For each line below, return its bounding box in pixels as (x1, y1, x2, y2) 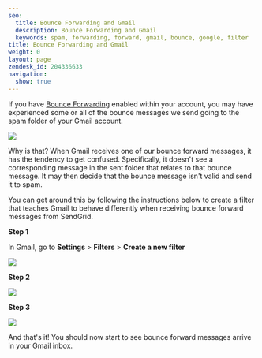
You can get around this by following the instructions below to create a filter (8, 195, 255, 204)
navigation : (8, 70, 47, 78)
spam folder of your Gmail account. (8, 116, 124, 125)
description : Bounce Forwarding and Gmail (15, 26, 157, 34)
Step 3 (8, 302, 30, 311)
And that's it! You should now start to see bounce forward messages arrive (8, 332, 252, 341)
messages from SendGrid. (8, 211, 93, 221)
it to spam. (8, 179, 43, 189)
